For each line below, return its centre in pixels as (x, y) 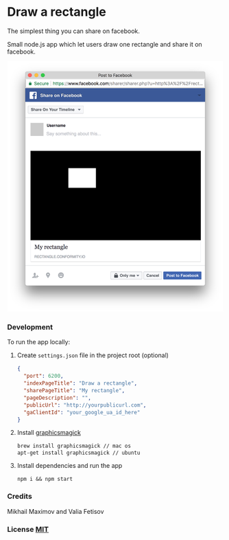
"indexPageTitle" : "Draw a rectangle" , (81, 383)
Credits (20, 497)
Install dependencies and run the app (70, 466)
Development (30, 327)
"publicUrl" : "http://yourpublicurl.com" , (85, 405)
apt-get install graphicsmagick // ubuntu (79, 453)
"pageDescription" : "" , (57, 398)
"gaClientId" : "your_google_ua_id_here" (82, 412)
